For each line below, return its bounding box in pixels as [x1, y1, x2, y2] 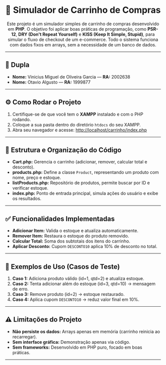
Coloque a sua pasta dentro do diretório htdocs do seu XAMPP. [12, 122, 141, 127]
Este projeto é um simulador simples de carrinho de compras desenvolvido [6, 21, 160, 27]
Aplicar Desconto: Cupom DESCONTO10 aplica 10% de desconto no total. [12, 243, 158, 249]
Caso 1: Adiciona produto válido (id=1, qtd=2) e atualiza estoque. [12, 276, 144, 281]
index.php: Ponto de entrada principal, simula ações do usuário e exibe [12, 190, 159, 197]
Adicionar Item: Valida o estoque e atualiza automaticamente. [12, 228, 138, 234]
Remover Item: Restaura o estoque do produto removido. [12, 233, 129, 239]
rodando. [12, 116, 31, 122]
